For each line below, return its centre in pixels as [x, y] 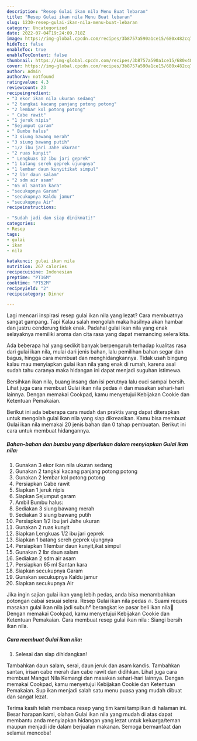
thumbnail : [20, 60]
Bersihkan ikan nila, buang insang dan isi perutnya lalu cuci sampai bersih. [96, 382]
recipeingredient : [29, 93]
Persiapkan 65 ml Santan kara [51, 565]
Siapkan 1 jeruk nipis [40, 490]
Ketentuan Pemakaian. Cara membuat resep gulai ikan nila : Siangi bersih [95, 620]
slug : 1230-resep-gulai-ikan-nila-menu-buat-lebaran [72, 22]
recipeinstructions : [32, 207]
